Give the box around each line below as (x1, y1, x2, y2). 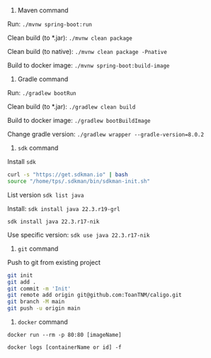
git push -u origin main (7, 305, 81, 312)
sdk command (17, 143, 59, 152)
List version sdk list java (7, 190, 84, 199)
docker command (17, 318, 69, 326)
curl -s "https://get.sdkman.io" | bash (7, 171, 129, 178)
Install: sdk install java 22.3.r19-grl (7, 204, 120, 212)
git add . (7, 278, 37, 286)
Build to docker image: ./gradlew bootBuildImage (7, 116, 151, 124)
